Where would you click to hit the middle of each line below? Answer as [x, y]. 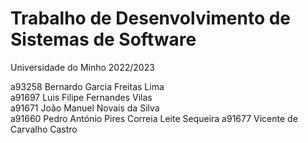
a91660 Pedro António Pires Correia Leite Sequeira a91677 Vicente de [154, 118]
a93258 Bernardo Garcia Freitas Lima [87, 86]
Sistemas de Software [103, 39]
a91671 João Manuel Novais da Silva [85, 108]
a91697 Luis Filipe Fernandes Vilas [81, 97]
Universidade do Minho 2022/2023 [82, 67]
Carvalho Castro [44, 129]
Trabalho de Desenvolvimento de [151, 18]
